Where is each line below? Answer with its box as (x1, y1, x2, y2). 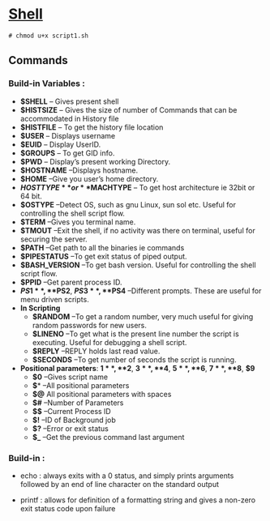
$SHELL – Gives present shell (19, 96, 119, 106)
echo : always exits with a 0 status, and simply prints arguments (19, 471, 234, 480)
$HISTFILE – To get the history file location (19, 122, 164, 132)
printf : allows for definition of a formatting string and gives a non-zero (19, 495, 256, 505)
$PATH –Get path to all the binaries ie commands (19, 242, 185, 252)
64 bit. (19, 191, 43, 201)
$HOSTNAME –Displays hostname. (19, 165, 139, 175)
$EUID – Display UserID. (19, 139, 101, 149)
